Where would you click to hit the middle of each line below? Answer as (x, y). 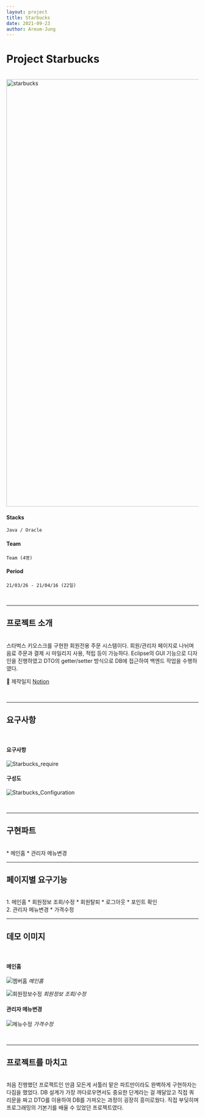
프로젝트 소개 (30, 623)
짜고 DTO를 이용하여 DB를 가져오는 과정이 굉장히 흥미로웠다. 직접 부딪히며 (110, 1100)
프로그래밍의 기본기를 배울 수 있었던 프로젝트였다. (65, 1108)
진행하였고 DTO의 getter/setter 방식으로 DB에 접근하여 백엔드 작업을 (99, 660)
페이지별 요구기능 (37, 880)
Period (15, 571)
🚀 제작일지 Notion (28, 681)
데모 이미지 (26, 937)
